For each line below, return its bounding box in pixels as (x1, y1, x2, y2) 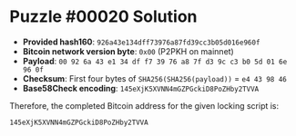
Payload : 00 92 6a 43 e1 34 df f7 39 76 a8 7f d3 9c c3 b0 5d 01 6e (22, 55, 288, 66)
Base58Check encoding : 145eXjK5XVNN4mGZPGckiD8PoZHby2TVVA (22, 83, 260, 93)
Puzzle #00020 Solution (9, 6, 198, 27)
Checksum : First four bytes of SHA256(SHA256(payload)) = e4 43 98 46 (22, 73, 287, 83)
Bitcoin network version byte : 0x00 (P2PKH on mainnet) (22, 45, 234, 56)
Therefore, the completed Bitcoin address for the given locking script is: (9, 100, 280, 111)
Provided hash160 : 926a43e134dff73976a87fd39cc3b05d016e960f (22, 36, 260, 47)
